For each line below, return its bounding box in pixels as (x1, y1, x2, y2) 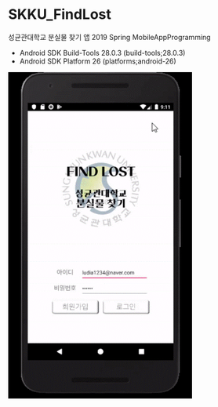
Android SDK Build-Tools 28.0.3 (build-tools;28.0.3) (19, 48, 186, 57)
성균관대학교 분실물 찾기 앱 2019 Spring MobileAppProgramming (8, 32, 211, 42)
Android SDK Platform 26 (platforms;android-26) (19, 56, 176, 66)
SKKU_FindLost (8, 5, 111, 24)
